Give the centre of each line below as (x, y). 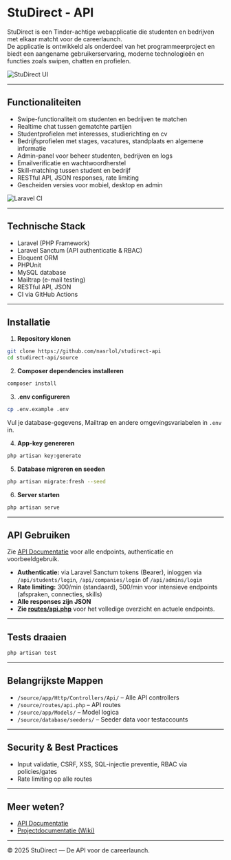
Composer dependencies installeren (70, 371)
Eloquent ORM (37, 258)
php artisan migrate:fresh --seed (57, 481)
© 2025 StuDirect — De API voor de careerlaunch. (78, 850)
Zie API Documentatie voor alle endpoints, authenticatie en (90, 552)
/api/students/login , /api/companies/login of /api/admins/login (110, 580)
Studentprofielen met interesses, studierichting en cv (92, 134)
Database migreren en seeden (61, 469)
